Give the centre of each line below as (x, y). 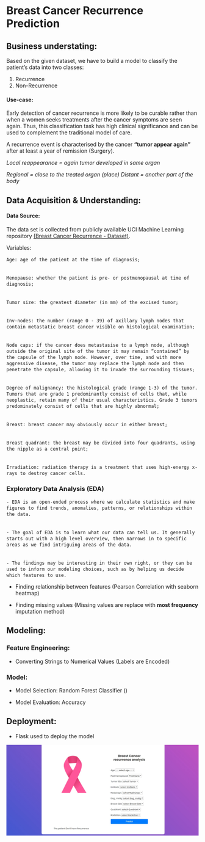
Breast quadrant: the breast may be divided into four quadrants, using (101, 443)
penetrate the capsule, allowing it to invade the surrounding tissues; (101, 369)
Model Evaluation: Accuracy (50, 702)
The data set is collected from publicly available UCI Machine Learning (95, 229)
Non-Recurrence (36, 85)
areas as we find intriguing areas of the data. (69, 545)
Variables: (19, 247)
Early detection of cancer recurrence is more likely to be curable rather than (102, 113)
